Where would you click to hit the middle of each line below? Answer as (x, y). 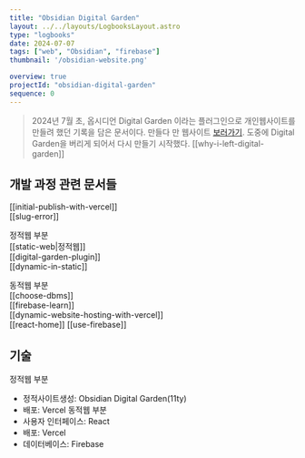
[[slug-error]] (34, 217)
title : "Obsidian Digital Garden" (75, 18)
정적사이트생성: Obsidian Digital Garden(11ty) (105, 399)
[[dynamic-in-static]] (49, 267)
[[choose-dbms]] (42, 296)
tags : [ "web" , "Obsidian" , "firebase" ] (85, 52)
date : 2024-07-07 (42, 43)
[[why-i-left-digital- (228, 143)
